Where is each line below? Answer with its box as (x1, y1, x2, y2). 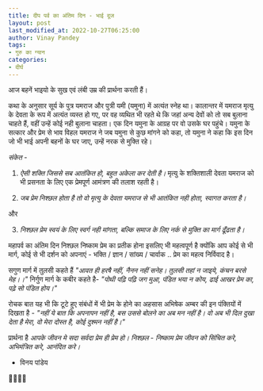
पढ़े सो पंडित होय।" (8, 283, 58, 293)
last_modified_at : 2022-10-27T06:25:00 (8, 26, 140, 34)
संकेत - (8, 152, 28, 162)
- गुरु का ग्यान (8, 48, 45, 56)
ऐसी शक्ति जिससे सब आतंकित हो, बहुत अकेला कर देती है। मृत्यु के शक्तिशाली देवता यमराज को (19, 168, 255, 178)
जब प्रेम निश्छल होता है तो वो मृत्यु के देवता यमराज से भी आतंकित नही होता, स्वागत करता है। (19, 193, 247, 202)
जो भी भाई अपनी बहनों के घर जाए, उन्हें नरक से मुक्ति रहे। (8, 136, 153, 146)
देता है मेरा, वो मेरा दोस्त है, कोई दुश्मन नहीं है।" (8, 316, 125, 326)
